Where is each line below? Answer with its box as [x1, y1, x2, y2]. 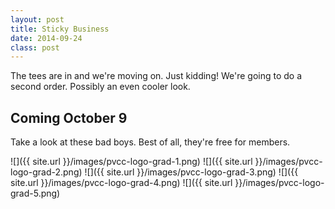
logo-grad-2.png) [10, 166, 83, 178]
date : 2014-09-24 [10, 33, 83, 43]
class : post [10, 42, 60, 53]
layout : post [10, 14, 65, 25]
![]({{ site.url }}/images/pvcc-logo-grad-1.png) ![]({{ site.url [10, 156, 253, 168]
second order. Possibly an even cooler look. [10, 81, 191, 93]
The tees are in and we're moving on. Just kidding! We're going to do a [10, 70, 303, 82]
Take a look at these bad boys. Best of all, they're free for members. [10, 136, 291, 148]
